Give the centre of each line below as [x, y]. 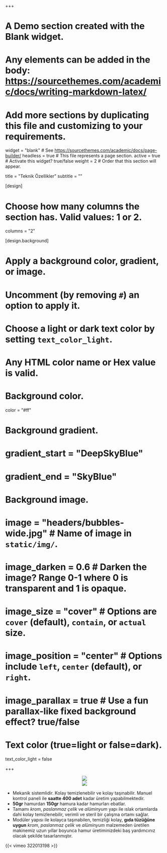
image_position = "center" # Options [84, 656]
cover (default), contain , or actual [76, 622]
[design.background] [27, 241]
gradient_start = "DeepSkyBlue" [74, 453]
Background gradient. [52, 431]
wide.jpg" [26, 533]
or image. [26, 272]
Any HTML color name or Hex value [80, 362]
